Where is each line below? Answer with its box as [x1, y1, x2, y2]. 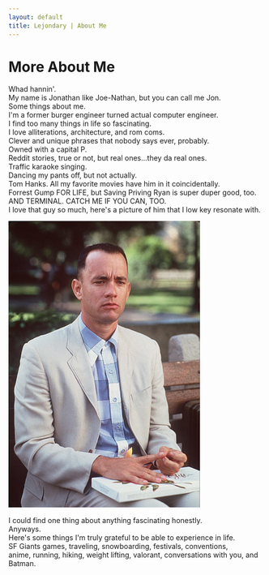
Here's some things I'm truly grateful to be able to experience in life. [8, 532, 236, 543]
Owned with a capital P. [8, 144, 88, 154]
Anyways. [8, 524, 41, 534]
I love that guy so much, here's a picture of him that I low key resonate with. [8, 205, 261, 215]
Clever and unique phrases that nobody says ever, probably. [8, 136, 210, 146]
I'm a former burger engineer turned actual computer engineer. [8, 110, 219, 120]
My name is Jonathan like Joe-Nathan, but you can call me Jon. [8, 93, 221, 103]
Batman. [8, 558, 36, 568]
